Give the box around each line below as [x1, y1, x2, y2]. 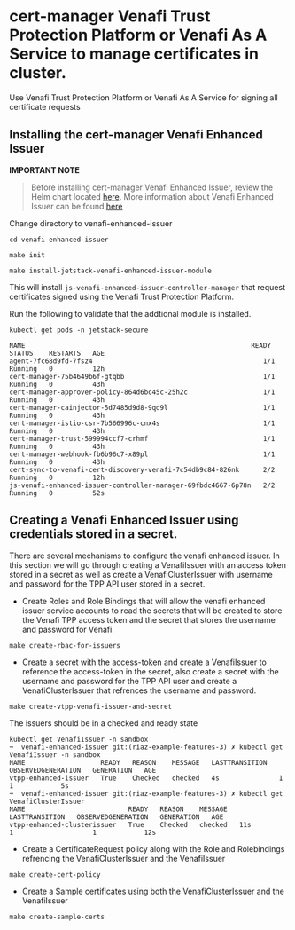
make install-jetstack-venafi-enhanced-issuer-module [9, 266, 213, 275]
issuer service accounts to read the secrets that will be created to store [21, 605, 283, 616]
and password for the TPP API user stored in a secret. [9, 579, 206, 589]
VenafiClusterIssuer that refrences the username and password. [21, 685, 257, 696]
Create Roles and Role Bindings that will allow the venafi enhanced [21, 595, 266, 606]
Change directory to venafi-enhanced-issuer [9, 217, 173, 228]
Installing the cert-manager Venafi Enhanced [9, 127, 263, 143]
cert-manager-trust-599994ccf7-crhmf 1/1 [9, 434, 276, 443]
